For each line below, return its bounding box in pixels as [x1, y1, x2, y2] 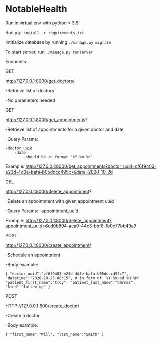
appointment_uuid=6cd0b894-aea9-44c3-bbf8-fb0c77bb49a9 [5, 223, 137, 229]
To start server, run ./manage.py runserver [5, 49, 93, 55]
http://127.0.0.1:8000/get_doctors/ [5, 78, 75, 84]
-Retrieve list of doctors [5, 87, 54, 93]
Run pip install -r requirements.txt [5, 29, 84, 35]
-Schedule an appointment [5, 252, 61, 258]
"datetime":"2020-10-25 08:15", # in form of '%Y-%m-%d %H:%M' [5, 275, 140, 281]
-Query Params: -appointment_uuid [5, 208, 79, 214]
